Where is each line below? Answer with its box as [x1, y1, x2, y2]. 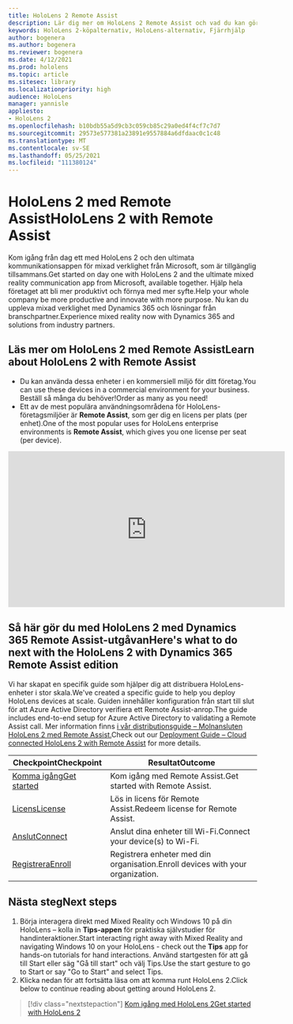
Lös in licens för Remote [110, 793, 200, 804]
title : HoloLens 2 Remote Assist [8, 11, 118, 20]
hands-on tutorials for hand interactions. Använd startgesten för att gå [19, 950, 249, 959]
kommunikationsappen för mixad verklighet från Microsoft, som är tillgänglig [8, 261, 257, 271]
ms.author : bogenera [8, 41, 77, 49]
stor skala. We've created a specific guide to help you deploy [39, 687, 235, 697]
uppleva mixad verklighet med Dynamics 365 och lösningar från [8, 303, 216, 313]
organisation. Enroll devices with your [110, 858, 247, 870]
